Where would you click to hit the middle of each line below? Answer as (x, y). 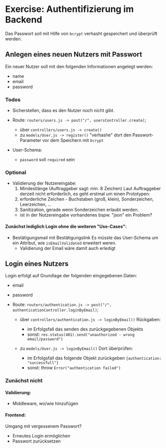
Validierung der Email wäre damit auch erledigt (68, 248)
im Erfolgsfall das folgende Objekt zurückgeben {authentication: (94, 358)
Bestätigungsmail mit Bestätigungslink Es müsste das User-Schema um (85, 237)
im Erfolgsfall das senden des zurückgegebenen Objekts (85, 329)
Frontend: (16, 415)
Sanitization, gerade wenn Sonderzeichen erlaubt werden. (79, 210)
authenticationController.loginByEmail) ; (55, 310)
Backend (24, 20)
